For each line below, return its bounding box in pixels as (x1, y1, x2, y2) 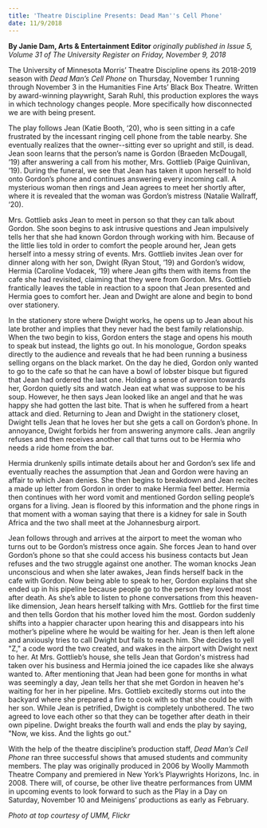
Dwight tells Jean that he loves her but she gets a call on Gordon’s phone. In (8, 417, 258, 427)
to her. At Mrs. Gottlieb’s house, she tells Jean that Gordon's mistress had (8, 652, 249, 662)
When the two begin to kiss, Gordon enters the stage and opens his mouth (8, 332, 253, 342)
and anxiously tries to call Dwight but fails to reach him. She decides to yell (8, 635, 255, 644)
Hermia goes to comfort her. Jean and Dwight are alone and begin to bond (8, 291, 253, 301)
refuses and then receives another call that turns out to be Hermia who (8, 434, 241, 444)
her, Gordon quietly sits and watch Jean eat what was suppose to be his (8, 383, 245, 392)
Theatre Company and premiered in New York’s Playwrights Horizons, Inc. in (8, 769, 260, 779)
